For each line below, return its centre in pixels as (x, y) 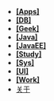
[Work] (27, 80)
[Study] (29, 54)
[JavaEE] (31, 46)
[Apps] (27, 12)
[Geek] (27, 28)
